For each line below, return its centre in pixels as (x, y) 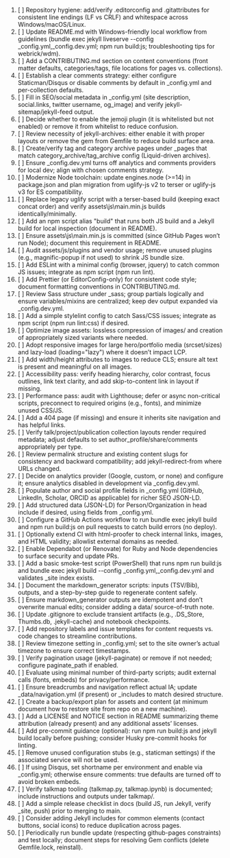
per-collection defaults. (51, 90)
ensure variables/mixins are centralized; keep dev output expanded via (118, 301)
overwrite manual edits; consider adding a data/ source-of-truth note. (116, 607)
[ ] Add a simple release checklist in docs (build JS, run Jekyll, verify (114, 804)
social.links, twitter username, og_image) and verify (90, 105)
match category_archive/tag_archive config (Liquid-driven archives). (114, 156)
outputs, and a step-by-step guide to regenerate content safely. (107, 592)
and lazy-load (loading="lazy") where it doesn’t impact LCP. (102, 352)
